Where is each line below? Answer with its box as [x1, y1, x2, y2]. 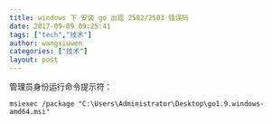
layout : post [9, 55, 59, 64]
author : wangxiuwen [9, 38, 83, 48]
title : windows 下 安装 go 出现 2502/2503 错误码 [9, 13, 190, 23]
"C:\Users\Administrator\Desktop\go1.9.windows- [78, 100, 265, 109]
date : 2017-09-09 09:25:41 [9, 22, 111, 31]
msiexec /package [9, 100, 75, 109]
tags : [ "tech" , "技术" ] [9, 30, 92, 39]
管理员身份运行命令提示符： [9, 81, 113, 91]
